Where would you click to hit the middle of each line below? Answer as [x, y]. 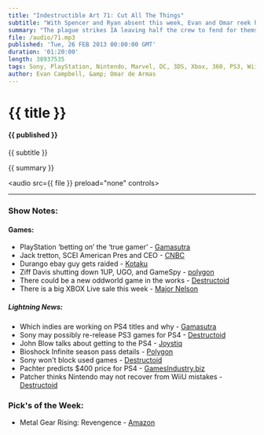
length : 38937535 [37, 60]
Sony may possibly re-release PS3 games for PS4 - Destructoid [123, 335]
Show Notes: [33, 211]
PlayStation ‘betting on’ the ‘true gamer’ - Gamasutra [105, 247]
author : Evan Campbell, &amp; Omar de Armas [82, 74]
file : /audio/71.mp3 [42, 37]
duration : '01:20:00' [44, 52]
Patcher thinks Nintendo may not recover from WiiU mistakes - [121, 377]
